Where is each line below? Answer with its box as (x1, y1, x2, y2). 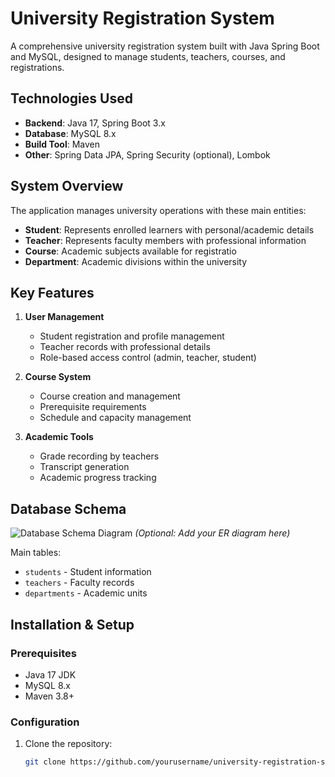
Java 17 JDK (24, 668, 77, 681)
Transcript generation (39, 461, 130, 473)
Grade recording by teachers (39, 450, 160, 462)
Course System (24, 371, 92, 383)
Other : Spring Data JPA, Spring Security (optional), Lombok (24, 148, 271, 161)
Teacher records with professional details (39, 341, 211, 353)
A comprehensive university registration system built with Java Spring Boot (10, 40, 320, 52)
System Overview (10, 178, 124, 195)
